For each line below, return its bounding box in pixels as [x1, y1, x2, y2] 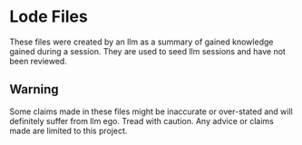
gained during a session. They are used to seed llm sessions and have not [9, 45, 286, 56]
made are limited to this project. [9, 125, 128, 136]
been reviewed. [9, 55, 68, 66]
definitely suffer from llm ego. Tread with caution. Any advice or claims [9, 115, 274, 126]
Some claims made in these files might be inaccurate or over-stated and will [9, 106, 293, 117]
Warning [9, 82, 59, 97]
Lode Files [9, 6, 88, 27]
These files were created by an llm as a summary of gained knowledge [9, 36, 274, 47]
